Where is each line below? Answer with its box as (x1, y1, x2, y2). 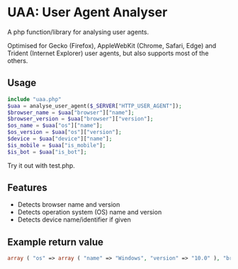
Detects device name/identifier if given (17, 215, 131, 224)
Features (7, 182, 47, 194)
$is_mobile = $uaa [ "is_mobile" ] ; (7, 142, 106, 149)
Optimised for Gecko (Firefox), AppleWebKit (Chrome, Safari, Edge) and (7, 41, 217, 50)
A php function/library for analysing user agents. (7, 28, 149, 36)
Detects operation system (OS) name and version (17, 208, 162, 217)
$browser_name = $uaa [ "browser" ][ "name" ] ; (7, 109, 135, 116)
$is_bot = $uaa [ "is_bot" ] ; (7, 148, 87, 156)
